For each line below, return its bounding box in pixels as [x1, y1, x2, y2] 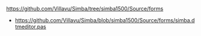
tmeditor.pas [14, 23, 46, 30]
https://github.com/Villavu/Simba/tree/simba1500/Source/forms [6, 5, 164, 12]
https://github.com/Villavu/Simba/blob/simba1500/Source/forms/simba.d [14, 17, 195, 23]
